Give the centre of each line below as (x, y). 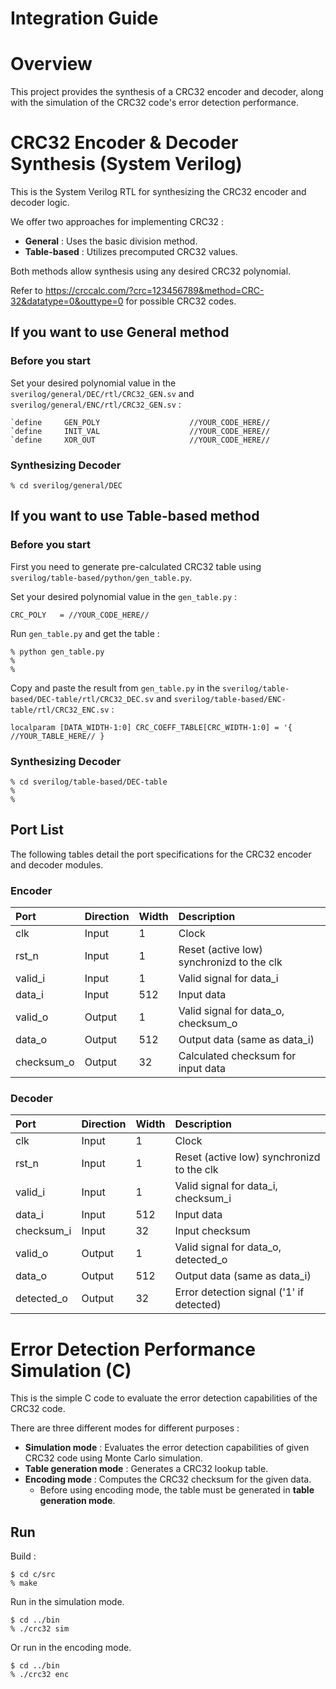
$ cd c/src (33, 1575)
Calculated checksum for (237, 1056)
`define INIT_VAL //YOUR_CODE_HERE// (140, 431)
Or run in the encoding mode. (71, 1648)
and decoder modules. (57, 864)
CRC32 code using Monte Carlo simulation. (113, 1458)
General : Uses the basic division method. (111, 241)
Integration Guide (84, 18)
